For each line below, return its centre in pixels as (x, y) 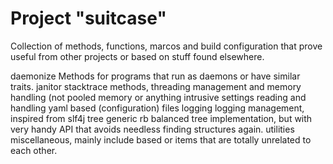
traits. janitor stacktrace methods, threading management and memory (156, 86)
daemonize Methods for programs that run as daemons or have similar (155, 76)
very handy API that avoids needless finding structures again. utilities (152, 129)
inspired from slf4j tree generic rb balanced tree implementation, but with (161, 118)
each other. (34, 150)
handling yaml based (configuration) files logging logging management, (157, 108)
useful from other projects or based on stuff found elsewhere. (137, 56)
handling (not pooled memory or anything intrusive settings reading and (158, 97)
